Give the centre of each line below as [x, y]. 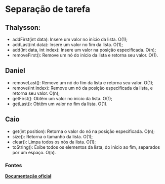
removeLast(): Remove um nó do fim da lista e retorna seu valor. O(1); [83, 82]
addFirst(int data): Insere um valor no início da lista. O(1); [70, 39]
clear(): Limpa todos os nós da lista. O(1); [54, 142]
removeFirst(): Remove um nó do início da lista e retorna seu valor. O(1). [85, 55]
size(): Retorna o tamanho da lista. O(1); [52, 136]
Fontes [14, 165]
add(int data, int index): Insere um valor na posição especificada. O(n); [84, 50]
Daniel [15, 71]
